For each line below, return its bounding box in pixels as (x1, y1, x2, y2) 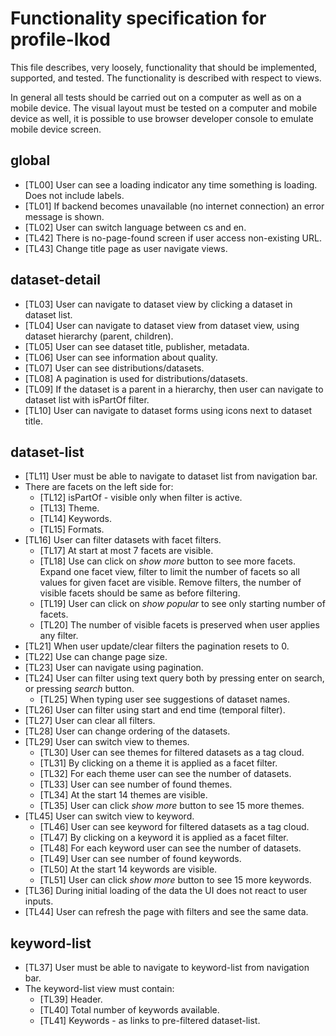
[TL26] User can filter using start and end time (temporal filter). (24, 704, 286, 716)
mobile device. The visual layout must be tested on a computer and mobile (10, 102, 318, 114)
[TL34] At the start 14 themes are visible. (39, 789, 208, 801)
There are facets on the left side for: (24, 481, 174, 493)
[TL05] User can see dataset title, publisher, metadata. (24, 340, 250, 352)
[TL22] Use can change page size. (24, 651, 168, 663)
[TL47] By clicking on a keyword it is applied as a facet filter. (39, 832, 289, 844)
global (10, 152, 51, 169)
